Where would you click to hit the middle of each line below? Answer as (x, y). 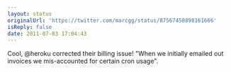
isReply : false (30, 27)
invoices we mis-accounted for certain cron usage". (83, 61)
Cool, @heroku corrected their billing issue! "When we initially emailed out (115, 54)
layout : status (30, 14)
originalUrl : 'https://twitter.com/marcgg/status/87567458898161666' (112, 20)
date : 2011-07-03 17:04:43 (47, 34)
